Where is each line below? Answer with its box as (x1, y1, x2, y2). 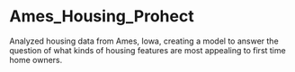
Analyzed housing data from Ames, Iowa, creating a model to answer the (9, 36, 279, 46)
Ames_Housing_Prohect (9, 6, 195, 27)
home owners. (9, 54, 63, 65)
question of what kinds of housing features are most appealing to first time (9, 44, 286, 55)
